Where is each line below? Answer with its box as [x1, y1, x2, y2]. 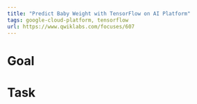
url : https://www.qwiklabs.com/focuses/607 [7, 23, 135, 30]
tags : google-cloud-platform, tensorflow [7, 17, 129, 24]
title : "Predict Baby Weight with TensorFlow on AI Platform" [7, 10, 191, 17]
